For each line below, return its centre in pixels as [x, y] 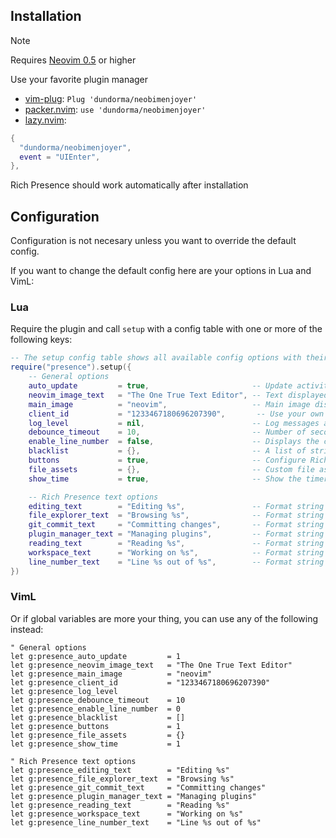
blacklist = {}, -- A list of [167, 451]
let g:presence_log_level [64, 691]
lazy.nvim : [45, 120]
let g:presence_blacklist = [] [98, 717]
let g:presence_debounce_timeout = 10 [98, 700]
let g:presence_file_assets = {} [98, 735]
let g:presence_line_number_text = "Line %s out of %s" [136, 822]
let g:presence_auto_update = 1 [96, 656]
